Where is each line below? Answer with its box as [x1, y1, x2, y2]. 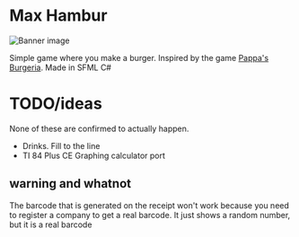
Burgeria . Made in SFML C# [9, 62, 112, 73]
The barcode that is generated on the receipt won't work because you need [9, 199, 290, 211]
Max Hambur [9, 5, 108, 26]
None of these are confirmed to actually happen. [9, 123, 189, 134]
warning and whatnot [9, 176, 132, 191]
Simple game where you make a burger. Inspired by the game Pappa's [9, 52, 269, 63]
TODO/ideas [9, 93, 103, 114]
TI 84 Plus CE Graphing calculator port [22, 150, 166, 161]
